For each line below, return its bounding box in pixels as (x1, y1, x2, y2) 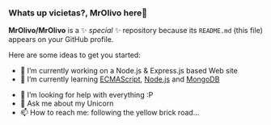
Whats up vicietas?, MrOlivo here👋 (8, 7, 148, 19)
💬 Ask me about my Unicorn (19, 98, 114, 108)
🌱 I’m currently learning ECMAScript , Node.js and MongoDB (19, 74, 220, 84)
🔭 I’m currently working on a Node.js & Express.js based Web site (19, 66, 239, 76)
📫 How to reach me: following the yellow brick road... (19, 108, 200, 118)
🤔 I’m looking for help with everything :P (19, 90, 154, 100)
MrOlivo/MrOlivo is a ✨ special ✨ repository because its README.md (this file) (8, 26, 263, 35)
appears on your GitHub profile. (8, 35, 114, 44)
